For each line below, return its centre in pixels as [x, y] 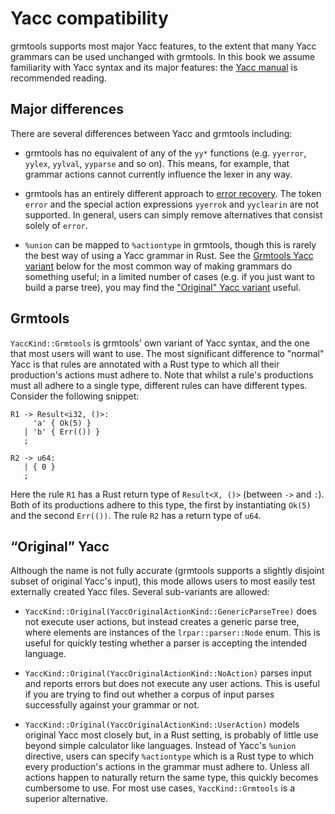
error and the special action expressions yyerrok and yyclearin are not [172, 204]
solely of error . [56, 225]
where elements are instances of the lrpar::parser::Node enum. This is [172, 633]
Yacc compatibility [89, 18]
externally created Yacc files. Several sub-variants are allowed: [140, 592]
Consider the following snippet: [75, 396]
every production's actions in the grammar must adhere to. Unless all [167, 767]
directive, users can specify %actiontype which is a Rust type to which [169, 756]
